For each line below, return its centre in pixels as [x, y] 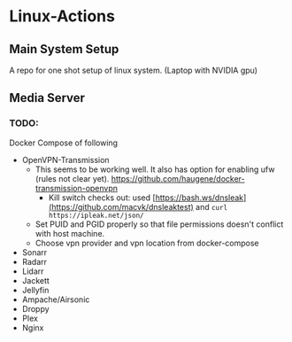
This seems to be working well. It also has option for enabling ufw [155, 169]
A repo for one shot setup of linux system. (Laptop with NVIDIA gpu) [134, 70]
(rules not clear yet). [72, 178]
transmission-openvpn [76, 188]
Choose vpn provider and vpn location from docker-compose [147, 243]
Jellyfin [35, 290]
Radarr [34, 261]
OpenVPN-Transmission [65, 159]
